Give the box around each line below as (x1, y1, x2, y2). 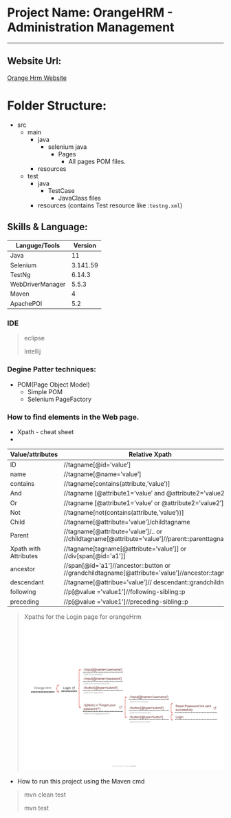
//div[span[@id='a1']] (63, 551, 126, 560)
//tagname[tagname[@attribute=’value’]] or (63, 544, 187, 553)
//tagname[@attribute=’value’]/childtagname (63, 518, 190, 526)
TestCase (47, 186, 75, 194)
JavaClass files (58, 194, 102, 202)
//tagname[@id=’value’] (63, 460, 131, 469)
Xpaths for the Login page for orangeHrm (23, 613, 142, 621)
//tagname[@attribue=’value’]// (63, 578, 153, 586)
